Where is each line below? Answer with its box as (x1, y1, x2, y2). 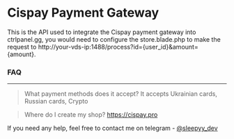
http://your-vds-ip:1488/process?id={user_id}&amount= (38, 42, 198, 51)
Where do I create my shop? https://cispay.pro (24, 111, 158, 119)
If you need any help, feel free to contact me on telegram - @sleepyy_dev (7, 124, 218, 133)
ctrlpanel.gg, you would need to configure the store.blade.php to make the (7, 35, 221, 43)
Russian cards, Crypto (24, 97, 88, 106)
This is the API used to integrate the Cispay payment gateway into (7, 28, 196, 36)
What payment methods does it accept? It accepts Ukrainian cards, (24, 90, 218, 98)
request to (7, 42, 37, 51)
